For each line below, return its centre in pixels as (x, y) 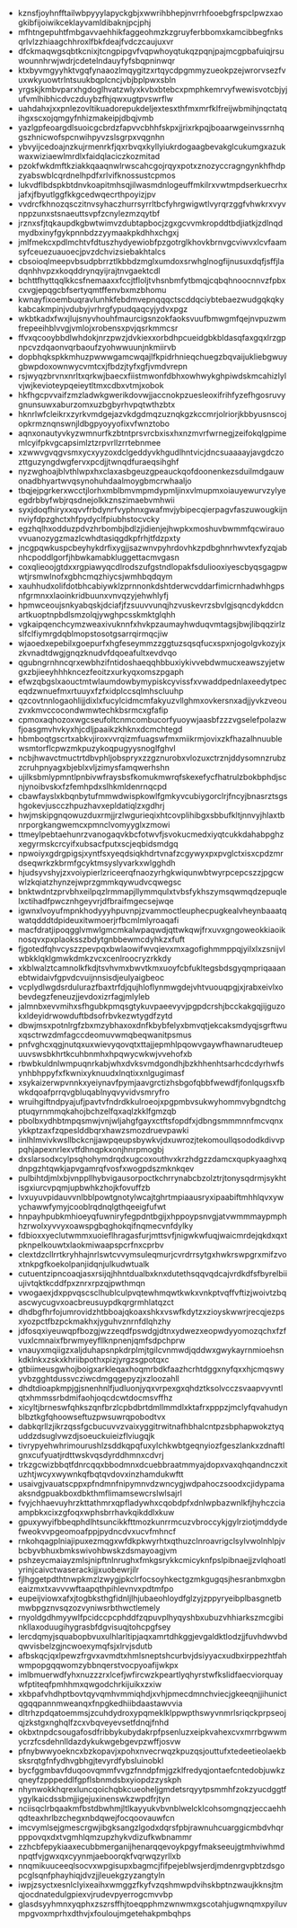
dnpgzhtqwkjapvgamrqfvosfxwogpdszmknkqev (106, 1168)
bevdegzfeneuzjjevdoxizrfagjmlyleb (84, 996)
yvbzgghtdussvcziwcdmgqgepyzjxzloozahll (98, 1378)
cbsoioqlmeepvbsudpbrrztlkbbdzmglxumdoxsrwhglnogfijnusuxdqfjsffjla (151, 261)
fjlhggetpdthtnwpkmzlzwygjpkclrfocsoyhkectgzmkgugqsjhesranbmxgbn (152, 1579)
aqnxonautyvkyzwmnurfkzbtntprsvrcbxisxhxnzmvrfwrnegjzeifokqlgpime (152, 433)
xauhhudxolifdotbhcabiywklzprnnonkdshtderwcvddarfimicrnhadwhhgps (151, 586)
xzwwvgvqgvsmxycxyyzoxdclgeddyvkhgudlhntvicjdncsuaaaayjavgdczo (151, 452)
